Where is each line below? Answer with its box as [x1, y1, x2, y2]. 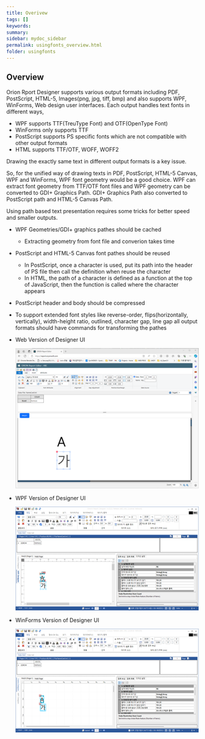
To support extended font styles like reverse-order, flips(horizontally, [15, 311, 189, 318]
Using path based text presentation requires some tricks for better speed [6, 207, 190, 214]
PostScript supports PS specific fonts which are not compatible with [15, 132, 187, 140]
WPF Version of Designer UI [15, 495, 86, 502]
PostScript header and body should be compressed [15, 299, 145, 306]
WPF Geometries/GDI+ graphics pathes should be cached [15, 225, 162, 233]
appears [24, 287, 46, 294]
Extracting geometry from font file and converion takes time [24, 238, 175, 245]
